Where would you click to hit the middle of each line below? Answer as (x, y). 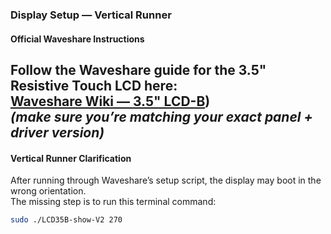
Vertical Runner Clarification (71, 158)
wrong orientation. (48, 191)
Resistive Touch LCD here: (94, 85)
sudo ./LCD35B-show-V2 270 (66, 220)
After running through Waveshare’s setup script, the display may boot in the (166, 180)
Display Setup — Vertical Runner (91, 15)
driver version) (57, 132)
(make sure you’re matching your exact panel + (161, 116)
